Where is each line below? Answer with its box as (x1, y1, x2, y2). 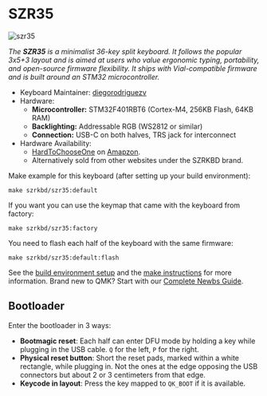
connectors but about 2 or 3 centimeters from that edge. (19, 370, 206, 379)
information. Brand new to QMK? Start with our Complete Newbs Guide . (8, 276, 244, 286)
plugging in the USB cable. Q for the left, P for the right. (19, 344, 199, 354)
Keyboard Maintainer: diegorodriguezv (19, 87, 147, 97)
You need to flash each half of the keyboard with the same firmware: (8, 238, 234, 247)
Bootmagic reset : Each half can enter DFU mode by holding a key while (19, 336, 256, 346)
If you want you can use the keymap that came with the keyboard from (8, 200, 241, 210)
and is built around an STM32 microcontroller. (8, 72, 160, 81)
